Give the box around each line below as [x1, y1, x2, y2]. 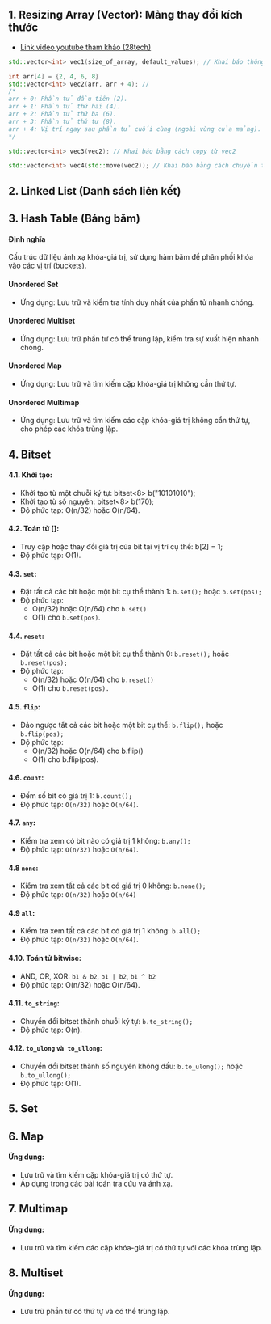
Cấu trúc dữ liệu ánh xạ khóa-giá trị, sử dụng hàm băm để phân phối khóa [8, 252, 254, 262]
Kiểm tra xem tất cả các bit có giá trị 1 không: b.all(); [19, 926, 202, 936]
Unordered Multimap [8, 397, 80, 407]
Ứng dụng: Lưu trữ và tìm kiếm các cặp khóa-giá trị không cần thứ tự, [19, 416, 251, 425]
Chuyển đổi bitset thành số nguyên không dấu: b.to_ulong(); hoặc [19, 1061, 244, 1071]
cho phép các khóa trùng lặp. [19, 424, 119, 434]
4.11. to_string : [8, 998, 60, 1008]
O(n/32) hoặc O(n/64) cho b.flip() [31, 746, 144, 755]
